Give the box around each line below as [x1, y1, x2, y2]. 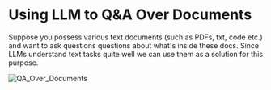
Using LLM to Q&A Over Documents [8, 6, 252, 24]
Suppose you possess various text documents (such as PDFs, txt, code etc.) [8, 32, 263, 42]
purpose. [8, 58, 39, 67]
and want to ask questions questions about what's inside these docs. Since [8, 40, 260, 50]
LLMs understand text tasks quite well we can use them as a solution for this [8, 49, 264, 59]
